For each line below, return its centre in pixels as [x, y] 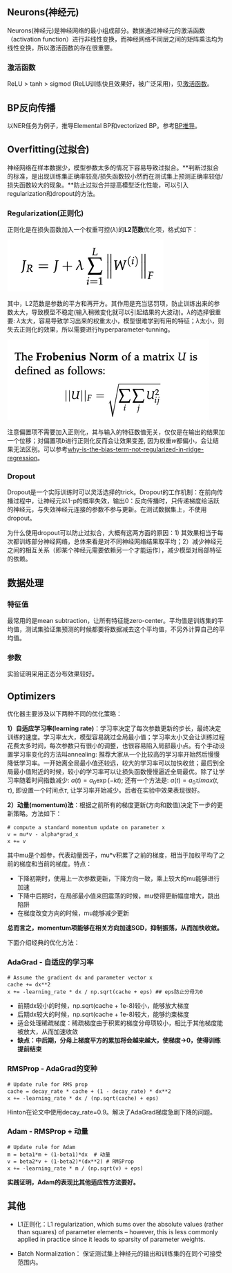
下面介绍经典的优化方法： [43, 942]
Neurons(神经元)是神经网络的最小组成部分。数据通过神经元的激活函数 [106, 30]
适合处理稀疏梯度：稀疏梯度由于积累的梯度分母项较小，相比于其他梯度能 [120, 1023]
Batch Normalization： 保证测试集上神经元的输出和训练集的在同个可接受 [119, 1253]
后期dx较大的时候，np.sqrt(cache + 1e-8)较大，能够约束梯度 [103, 1014]
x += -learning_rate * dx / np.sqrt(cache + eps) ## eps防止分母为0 [105, 992]
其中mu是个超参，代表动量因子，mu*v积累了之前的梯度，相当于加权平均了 [113, 855]
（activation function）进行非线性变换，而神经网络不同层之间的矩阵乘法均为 [115, 39]
